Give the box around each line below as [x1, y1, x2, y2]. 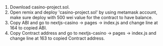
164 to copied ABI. [9, 25, 47, 31]
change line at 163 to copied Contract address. [9, 35, 105, 41]
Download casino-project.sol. [9, 4, 70, 10]
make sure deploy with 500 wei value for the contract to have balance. [9, 15, 153, 20]
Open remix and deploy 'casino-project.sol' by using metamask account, [9, 9, 158, 15]
